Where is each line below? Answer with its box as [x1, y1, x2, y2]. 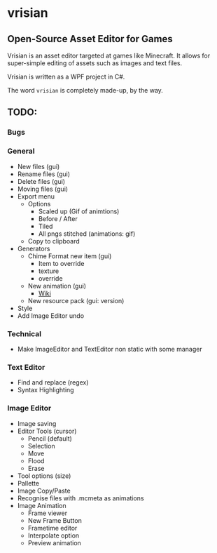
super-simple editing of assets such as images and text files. [7, 59, 183, 67]
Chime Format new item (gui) [27, 251, 112, 260]
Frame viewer [27, 509, 68, 517]
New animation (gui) [27, 281, 86, 290]
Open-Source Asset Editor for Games [7, 33, 173, 45]
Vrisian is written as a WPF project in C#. [7, 72, 125, 81]
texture [38, 267, 59, 275]
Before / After [38, 214, 78, 222]
